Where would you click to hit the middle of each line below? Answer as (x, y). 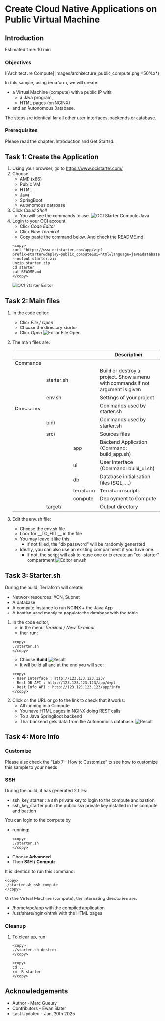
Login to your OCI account (39, 221)
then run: (29, 633)
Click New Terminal (39, 232)
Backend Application (124, 442)
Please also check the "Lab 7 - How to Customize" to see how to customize (82, 762)
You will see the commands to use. (55, 216)
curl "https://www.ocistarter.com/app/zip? (57, 250)
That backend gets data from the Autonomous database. (77, 722)
